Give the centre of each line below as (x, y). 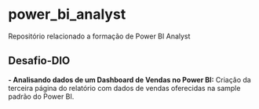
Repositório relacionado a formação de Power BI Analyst (99, 36)
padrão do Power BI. (41, 96)
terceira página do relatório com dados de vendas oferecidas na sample (124, 88)
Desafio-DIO (39, 61)
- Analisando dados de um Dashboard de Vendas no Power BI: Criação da (129, 79)
